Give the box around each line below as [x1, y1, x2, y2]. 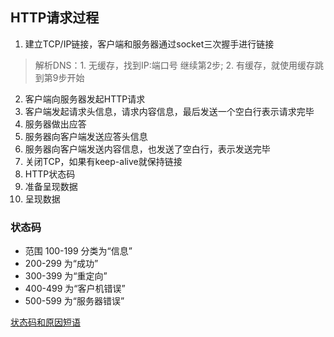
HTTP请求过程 [10, 9, 100, 27]
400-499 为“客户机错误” [24, 283, 126, 295]
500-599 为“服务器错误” [24, 295, 125, 307]
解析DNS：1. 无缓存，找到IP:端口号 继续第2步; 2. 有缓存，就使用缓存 [34, 59, 315, 71]
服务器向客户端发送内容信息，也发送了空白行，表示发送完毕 [24, 143, 271, 155]
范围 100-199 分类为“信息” [24, 245, 133, 257]
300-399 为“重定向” [24, 270, 108, 282]
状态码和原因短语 [10, 316, 81, 328]
